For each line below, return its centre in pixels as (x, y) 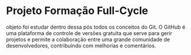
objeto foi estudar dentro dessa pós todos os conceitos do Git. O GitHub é (96, 27)
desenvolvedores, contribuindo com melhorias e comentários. (81, 46)
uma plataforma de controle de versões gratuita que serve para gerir (89, 33)
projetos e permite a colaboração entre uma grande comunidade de (88, 39)
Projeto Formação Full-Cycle (77, 11)
